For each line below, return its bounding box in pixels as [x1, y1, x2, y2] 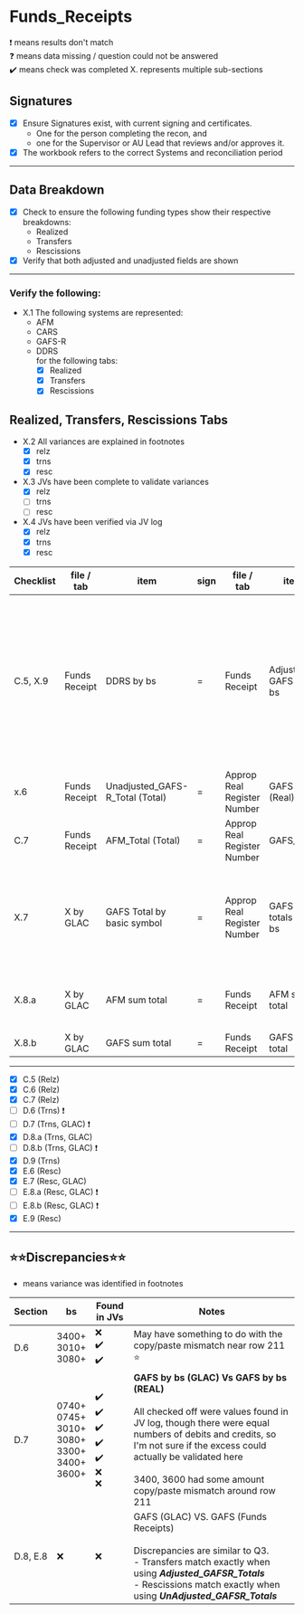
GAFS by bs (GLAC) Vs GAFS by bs [133, 1371, 288, 1383]
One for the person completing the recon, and [35, 128, 208, 138]
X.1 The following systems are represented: [22, 308, 184, 318]
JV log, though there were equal [133, 1416, 270, 1429]
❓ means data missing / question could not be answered [9, 50, 219, 61]
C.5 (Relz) [22, 1074, 61, 1085]
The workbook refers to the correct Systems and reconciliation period [22, 147, 283, 157]
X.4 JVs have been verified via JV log [22, 517, 163, 527]
